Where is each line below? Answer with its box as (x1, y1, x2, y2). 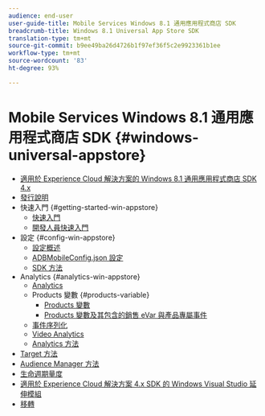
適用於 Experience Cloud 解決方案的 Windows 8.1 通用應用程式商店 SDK (19, 174, 257, 183)
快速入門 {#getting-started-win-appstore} (19, 202, 159, 212)
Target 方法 (19, 348, 58, 358)
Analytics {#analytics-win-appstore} (19, 271, 141, 282)
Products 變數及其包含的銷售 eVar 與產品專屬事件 (43, 310, 207, 319)
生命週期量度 (19, 369, 63, 378)
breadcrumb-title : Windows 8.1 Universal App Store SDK (8, 27, 199, 35)
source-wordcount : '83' (8, 57, 88, 65)
